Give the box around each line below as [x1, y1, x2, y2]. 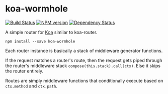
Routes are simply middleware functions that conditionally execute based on [5, 77, 163, 83]
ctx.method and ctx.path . [5, 83, 58, 89]
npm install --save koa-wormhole [5, 38, 75, 44]
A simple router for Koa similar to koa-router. [5, 29, 98, 35]
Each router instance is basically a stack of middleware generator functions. [5, 47, 163, 53]
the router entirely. [5, 68, 44, 74]
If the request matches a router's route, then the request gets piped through [5, 57, 162, 63]
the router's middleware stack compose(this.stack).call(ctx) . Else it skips [5, 62, 161, 68]
